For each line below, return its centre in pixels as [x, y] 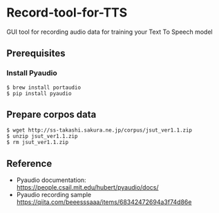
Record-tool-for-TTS [67, 13]
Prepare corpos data [51, 115]
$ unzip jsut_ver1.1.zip [42, 136]
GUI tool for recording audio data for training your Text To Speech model [109, 32]
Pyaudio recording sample [54, 195]
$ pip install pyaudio [39, 93]
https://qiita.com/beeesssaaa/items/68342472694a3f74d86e [104, 202]
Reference [29, 163]
